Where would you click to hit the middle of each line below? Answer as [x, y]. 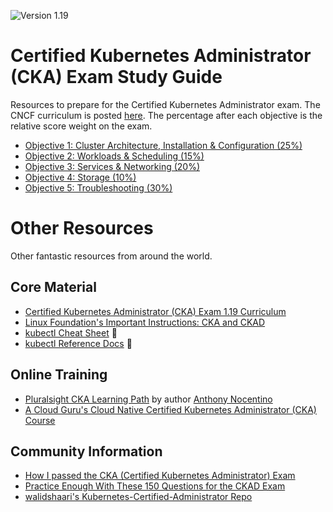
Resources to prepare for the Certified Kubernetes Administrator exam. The [165, 104]
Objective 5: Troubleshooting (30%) [98, 187]
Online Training [59, 375]
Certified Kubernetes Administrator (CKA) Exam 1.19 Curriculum [155, 311]
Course [40, 420]
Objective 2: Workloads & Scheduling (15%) [114, 156]
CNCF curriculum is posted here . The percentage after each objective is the [166, 115]
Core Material [53, 287]
